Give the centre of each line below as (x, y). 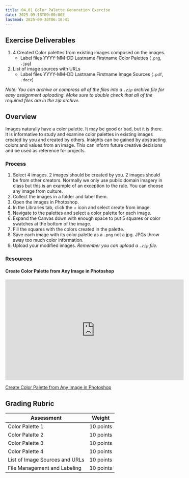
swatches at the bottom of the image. (52, 224)
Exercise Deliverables (40, 40)
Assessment (46, 418)
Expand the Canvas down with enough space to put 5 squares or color (87, 218)
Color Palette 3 (26, 443)
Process (16, 164)
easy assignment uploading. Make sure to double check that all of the (79, 95)
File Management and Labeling (45, 468)
